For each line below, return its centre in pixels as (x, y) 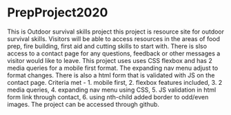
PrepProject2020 (58, 13)
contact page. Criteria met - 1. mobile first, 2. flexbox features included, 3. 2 (115, 82)
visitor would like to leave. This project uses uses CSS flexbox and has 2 (110, 60)
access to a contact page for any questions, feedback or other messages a (114, 53)
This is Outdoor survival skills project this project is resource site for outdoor (116, 31)
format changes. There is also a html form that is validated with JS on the (111, 75)
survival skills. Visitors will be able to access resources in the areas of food (114, 38)
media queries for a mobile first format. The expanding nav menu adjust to (113, 68)
